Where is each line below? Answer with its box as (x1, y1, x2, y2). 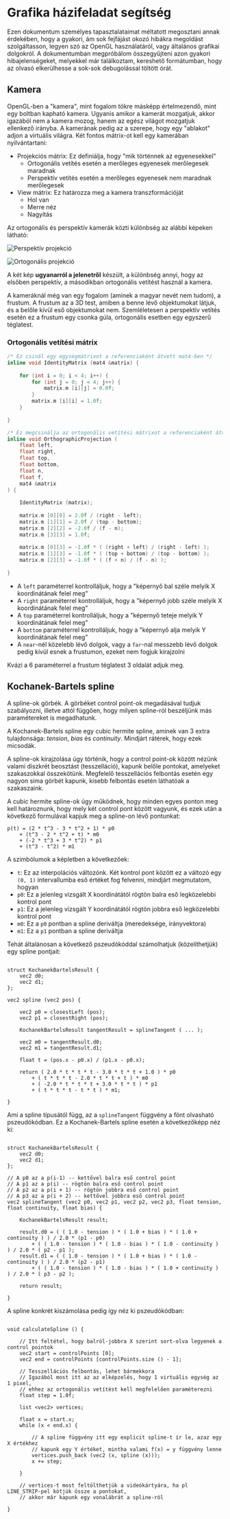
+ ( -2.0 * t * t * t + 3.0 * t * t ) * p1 (31, 1081, 157, 1087)
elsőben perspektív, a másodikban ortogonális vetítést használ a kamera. (7, 278, 213, 286)
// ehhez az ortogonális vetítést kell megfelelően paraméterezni (19, 1386, 213, 1393)
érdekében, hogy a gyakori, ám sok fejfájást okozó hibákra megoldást (7, 34, 203, 43)
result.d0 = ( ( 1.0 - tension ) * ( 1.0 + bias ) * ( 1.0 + (19, 1228, 197, 1236)
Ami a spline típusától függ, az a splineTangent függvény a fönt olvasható (7, 1110, 214, 1119)
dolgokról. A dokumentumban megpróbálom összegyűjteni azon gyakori (7, 49, 211, 58)
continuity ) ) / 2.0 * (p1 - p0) (7, 1234, 106, 1241)
